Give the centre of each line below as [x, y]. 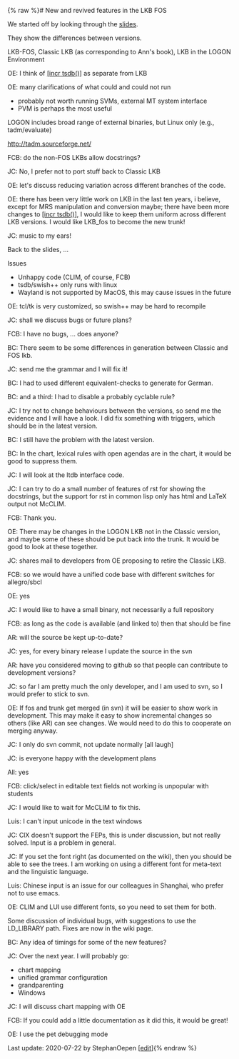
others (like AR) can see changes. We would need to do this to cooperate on [119, 723]
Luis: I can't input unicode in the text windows [75, 821]
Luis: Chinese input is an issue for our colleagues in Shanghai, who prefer [116, 885]
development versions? [42, 673]
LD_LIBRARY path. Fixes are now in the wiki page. [80, 928]
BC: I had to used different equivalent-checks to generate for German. [110, 383]
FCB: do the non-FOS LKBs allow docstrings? [74, 157]
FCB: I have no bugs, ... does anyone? [63, 334]
